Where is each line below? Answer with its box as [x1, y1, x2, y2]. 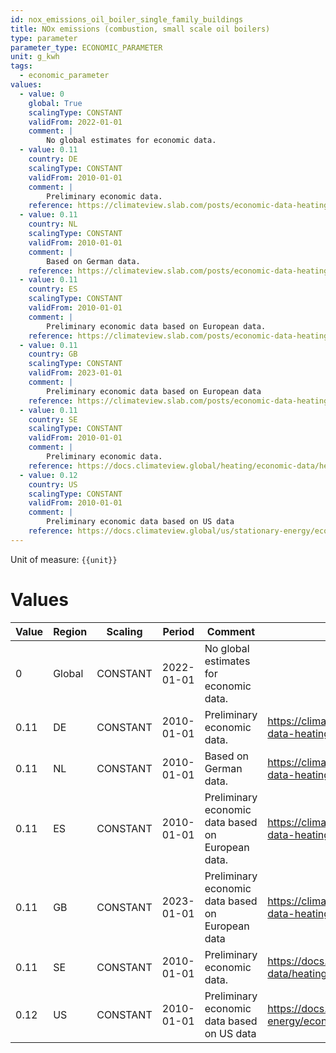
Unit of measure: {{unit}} [10, 553, 118, 565]
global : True [28, 98, 83, 108]
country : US [28, 479, 78, 490]
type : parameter [10, 33, 78, 43]
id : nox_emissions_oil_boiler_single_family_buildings [10, 14, 244, 25]
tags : [10, 61, 33, 71]
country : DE [28, 154, 78, 164]
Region [53, 624, 88, 638]
